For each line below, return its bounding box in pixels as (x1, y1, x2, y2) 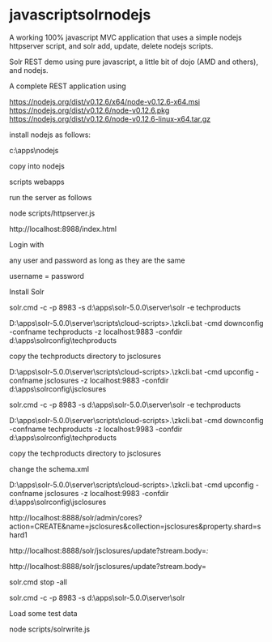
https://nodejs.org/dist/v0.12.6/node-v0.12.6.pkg (9, 105, 170, 115)
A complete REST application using (9, 81, 126, 91)
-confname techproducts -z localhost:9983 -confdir (9, 424, 183, 434)
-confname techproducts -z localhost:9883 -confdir (9, 327, 183, 336)
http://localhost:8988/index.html (9, 224, 117, 233)
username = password (9, 271, 84, 280)
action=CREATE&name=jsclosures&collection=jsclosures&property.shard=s (9, 521, 261, 531)
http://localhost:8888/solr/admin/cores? (9, 512, 142, 522)
